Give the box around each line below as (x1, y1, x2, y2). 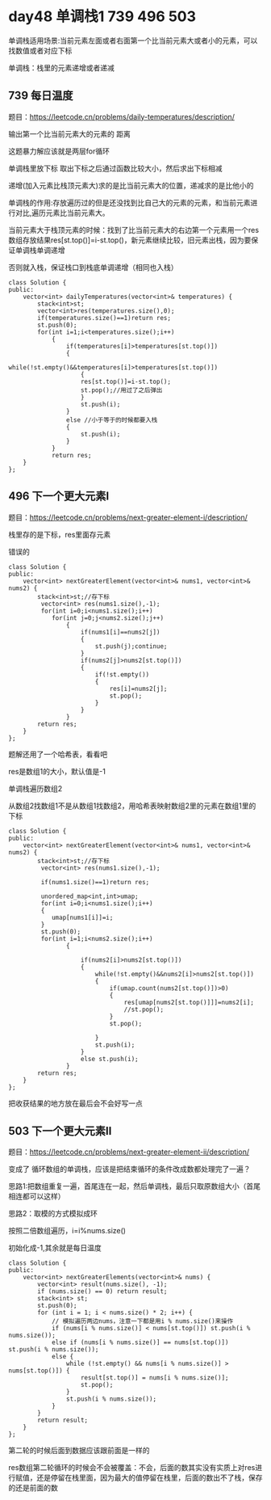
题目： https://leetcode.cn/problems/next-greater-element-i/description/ (8, 512, 248, 522)
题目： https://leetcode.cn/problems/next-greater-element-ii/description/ (8, 1147, 250, 1157)
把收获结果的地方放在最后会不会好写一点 (8, 1098, 143, 1108)
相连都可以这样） (8, 1191, 65, 1201)
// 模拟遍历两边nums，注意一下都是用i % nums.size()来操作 (51, 1317, 234, 1325)
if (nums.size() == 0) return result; (37, 1287, 168, 1296)
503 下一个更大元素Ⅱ (8, 1124, 112, 1138)
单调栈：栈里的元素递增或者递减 (8, 62, 115, 73)
